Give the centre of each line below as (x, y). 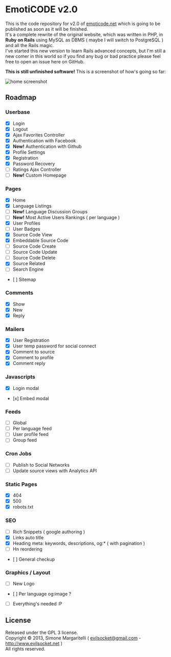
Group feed (25, 440)
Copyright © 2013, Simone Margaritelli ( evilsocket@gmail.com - (73, 638)
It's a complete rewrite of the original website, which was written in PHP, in (84, 34)
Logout (20, 129)
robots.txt (23, 507)
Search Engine (28, 269)
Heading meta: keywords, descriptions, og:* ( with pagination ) (79, 543)
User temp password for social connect (54, 346)
